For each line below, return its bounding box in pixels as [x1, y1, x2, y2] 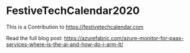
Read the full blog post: [6, 34, 63, 41]
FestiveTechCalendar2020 [6, 4, 140, 17]
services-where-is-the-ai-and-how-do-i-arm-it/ [6, 41, 123, 48]
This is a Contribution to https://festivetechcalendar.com [6, 23, 144, 30]
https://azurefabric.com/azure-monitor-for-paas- [64, 34, 184, 41]
